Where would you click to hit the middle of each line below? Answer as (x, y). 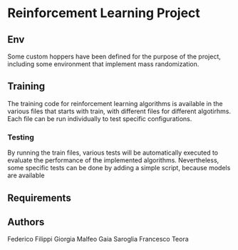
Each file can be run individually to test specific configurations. (100, 118)
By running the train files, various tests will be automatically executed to (113, 153)
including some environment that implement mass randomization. (103, 64)
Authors (26, 222)
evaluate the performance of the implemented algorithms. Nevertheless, (113, 160)
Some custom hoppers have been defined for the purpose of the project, (114, 56)
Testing (21, 137)
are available (26, 175)
